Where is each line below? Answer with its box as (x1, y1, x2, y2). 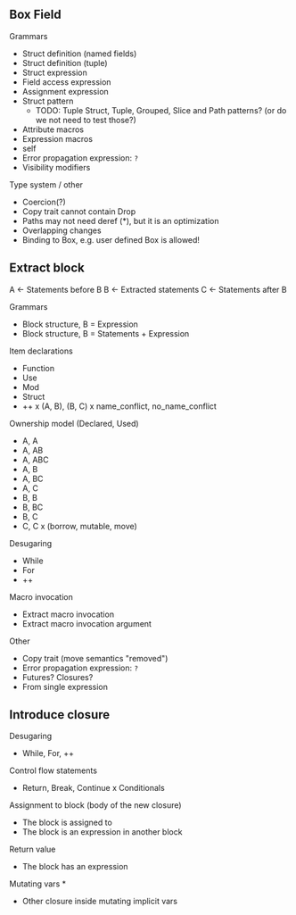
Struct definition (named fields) (21, 48, 137, 59)
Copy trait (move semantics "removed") (21, 653, 169, 663)
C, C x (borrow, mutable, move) (21, 520, 138, 531)
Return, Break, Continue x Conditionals (21, 783, 165, 794)
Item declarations (9, 345, 73, 356)
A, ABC (21, 454, 49, 465)
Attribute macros (21, 124, 85, 135)
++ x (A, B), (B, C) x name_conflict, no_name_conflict (21, 401, 217, 412)
